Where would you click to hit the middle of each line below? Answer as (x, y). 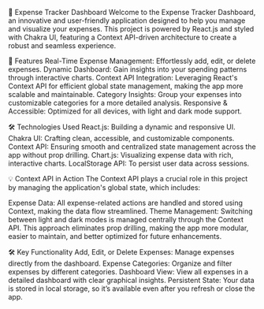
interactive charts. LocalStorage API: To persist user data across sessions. (129, 163)
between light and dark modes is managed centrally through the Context (126, 220)
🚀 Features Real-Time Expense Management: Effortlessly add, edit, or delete (132, 61)
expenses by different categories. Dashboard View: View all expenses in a (128, 272)
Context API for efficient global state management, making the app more (126, 86)
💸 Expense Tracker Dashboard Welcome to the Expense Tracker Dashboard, (132, 12)
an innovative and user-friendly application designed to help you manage (127, 20)
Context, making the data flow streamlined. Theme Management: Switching (131, 211)
